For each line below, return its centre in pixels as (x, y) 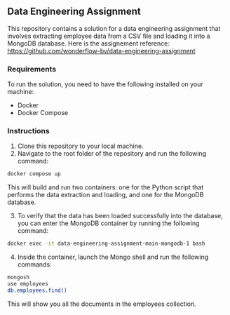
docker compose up (34, 174)
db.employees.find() (38, 290)
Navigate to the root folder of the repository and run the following (112, 154)
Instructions (29, 131)
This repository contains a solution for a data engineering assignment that (114, 28)
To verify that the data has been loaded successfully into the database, (120, 216)
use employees (28, 284)
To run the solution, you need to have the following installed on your (105, 84)
